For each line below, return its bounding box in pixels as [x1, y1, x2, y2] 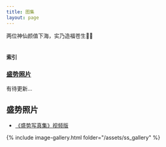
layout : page [6, 15, 39, 21]
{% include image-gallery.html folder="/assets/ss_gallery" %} [6, 134, 161, 142]
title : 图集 [6, 9, 35, 15]
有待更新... [6, 85, 33, 92]
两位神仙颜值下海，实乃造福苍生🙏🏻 [6, 32, 93, 39]
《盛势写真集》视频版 [15, 122, 68, 129]
